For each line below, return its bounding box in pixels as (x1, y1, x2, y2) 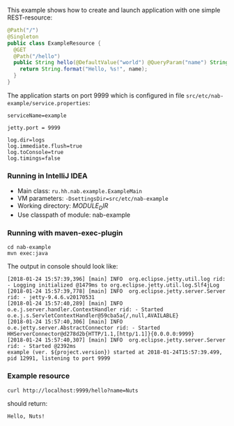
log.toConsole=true (7, 149, 64, 155)
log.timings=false (7, 155, 61, 162)
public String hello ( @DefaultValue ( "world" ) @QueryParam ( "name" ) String (13, 59, 229, 66)
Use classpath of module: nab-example (17, 211, 131, 219)
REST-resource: (7, 13, 53, 22)
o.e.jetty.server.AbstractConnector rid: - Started (7, 324, 160, 332)
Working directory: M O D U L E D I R (17, 201, 109, 211)
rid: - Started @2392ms (7, 343, 77, 350)
